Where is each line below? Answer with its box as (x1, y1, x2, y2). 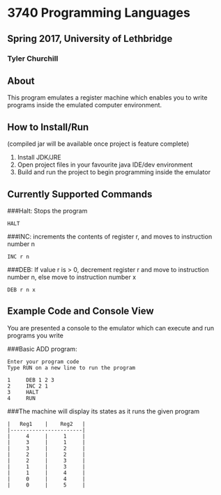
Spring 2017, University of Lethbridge (7, 33, 173, 45)
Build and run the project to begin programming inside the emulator (17, 168, 211, 176)
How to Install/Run (7, 121, 89, 133)
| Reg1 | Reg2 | (7, 420, 86, 427)
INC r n (7, 253, 30, 260)
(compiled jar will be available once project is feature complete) (7, 139, 190, 148)
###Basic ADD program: (7, 344, 78, 353)
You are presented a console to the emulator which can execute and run (7, 323, 215, 332)
